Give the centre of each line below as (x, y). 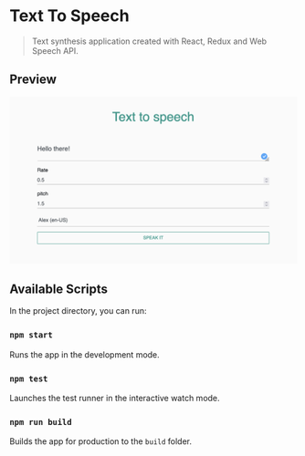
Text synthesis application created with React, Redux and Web (149, 41)
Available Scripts (58, 289)
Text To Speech (69, 16)
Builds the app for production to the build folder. (101, 441)
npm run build (41, 422)
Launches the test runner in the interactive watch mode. (115, 398)
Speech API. (55, 50)
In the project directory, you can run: (78, 311)
